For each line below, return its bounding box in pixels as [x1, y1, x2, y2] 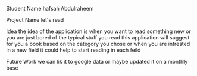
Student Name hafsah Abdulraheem [6, 5, 94, 12]
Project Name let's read [6, 16, 64, 23]
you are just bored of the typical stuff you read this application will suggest [6, 34, 190, 41]
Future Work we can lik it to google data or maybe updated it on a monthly [6, 58, 188, 65]
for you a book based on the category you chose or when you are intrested [6, 41, 190, 47]
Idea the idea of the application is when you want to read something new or [6, 28, 192, 35]
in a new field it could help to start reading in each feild [6, 47, 141, 54]
